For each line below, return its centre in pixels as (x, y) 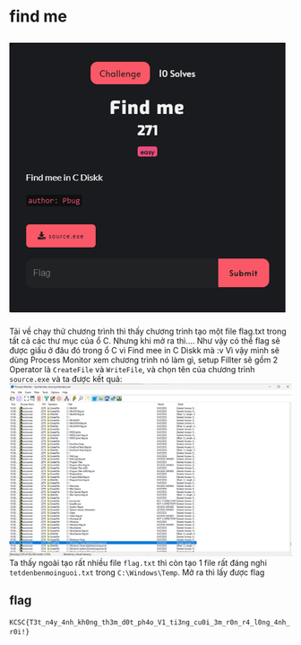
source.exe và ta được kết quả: (66, 379)
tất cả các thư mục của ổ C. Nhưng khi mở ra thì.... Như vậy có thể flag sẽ (145, 341)
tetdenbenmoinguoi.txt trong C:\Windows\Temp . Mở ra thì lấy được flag (137, 572)
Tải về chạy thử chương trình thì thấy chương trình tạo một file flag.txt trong (148, 331)
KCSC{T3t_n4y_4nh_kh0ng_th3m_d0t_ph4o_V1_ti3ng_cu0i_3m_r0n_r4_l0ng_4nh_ (150, 623)
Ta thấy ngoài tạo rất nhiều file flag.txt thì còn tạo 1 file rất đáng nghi (138, 562)
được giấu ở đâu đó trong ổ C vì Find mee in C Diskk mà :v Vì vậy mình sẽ (145, 350)
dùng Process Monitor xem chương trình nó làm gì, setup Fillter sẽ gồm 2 (144, 360)
